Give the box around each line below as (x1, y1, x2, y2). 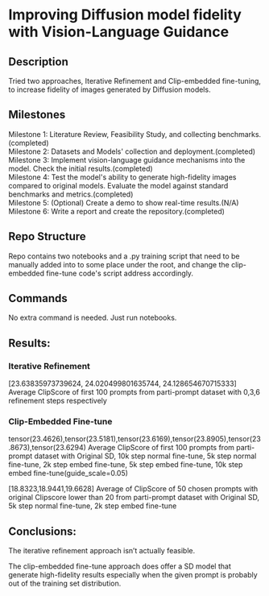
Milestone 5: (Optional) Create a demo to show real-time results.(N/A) (8, 197, 239, 207)
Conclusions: (8, 524, 77, 538)
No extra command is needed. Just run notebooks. (8, 312, 177, 323)
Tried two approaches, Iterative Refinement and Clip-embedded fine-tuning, (8, 77, 262, 85)
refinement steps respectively (8, 396, 107, 406)
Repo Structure (8, 230, 86, 243)
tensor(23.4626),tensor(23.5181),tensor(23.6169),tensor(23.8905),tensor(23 (8, 434, 262, 444)
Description (8, 55, 68, 68)
